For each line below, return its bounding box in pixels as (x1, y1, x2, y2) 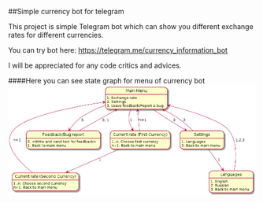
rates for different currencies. (8, 31, 104, 39)
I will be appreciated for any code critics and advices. (8, 61, 182, 70)
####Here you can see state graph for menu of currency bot (8, 76, 206, 85)
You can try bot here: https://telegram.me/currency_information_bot (8, 46, 228, 54)
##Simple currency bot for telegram (8, 7, 124, 16)
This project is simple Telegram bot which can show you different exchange (8, 22, 254, 31)
